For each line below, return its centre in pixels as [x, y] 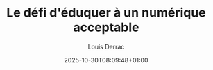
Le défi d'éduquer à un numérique [106, 13]
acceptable [106, 27]
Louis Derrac [106, 46]
